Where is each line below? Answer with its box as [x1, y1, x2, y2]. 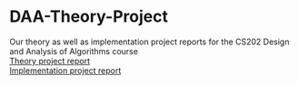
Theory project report [9, 55, 91, 66]
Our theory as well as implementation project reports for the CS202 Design [9, 36, 290, 47]
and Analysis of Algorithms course [9, 45, 139, 56]
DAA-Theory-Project [9, 6, 168, 27]
